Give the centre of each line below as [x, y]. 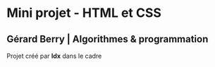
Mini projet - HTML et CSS [84, 13]
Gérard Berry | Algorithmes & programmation [107, 39]
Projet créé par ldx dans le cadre [54, 56]
